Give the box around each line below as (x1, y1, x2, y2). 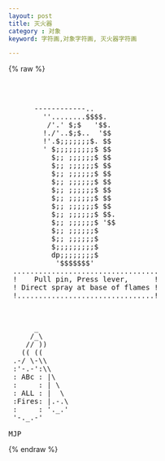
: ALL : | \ (12, 389, 65, 398)
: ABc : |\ (12, 372, 56, 382)
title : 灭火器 (8, 20, 53, 28)
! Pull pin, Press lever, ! (12, 275, 159, 285)
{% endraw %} (8, 445, 59, 454)
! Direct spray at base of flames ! (12, 283, 159, 293)
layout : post (8, 11, 53, 20)
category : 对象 (8, 27, 61, 35)
